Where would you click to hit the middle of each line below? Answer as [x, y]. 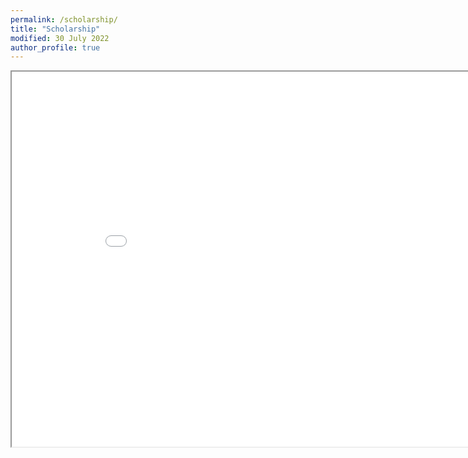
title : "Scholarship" [55, 29]
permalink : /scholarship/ [64, 19]
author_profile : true [55, 47]
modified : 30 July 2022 [60, 38]
